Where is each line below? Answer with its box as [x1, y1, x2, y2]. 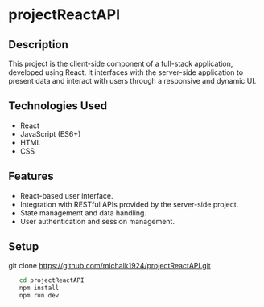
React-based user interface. [19, 190, 113, 200]
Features [8, 170, 54, 183]
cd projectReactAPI [19, 276, 85, 284]
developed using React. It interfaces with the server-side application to [8, 68, 244, 77]
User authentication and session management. [19, 216, 175, 226]
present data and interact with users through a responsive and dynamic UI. [8, 76, 257, 85]
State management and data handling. [19, 207, 147, 218]
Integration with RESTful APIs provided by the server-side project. [19, 199, 239, 209]
